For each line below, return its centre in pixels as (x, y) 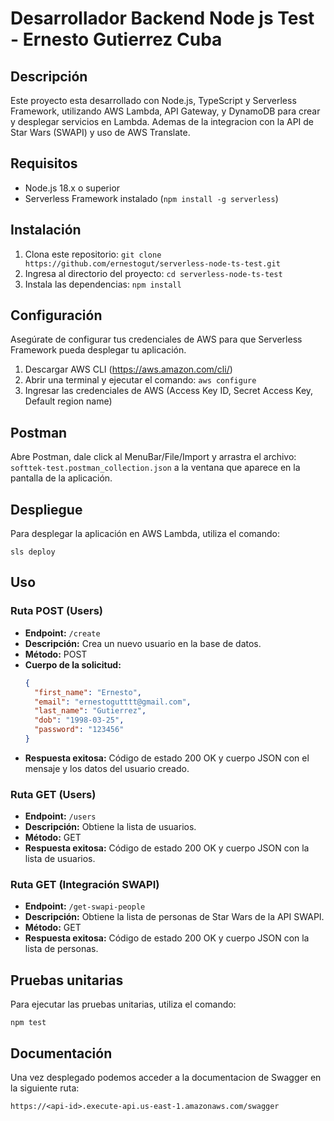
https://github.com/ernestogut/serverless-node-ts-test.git (152, 263)
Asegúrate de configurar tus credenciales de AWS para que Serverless (156, 339)
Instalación (46, 230)
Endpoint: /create (62, 633)
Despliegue (46, 509)
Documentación (61, 1053)
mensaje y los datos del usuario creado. (107, 768)
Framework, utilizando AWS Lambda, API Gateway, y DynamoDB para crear (165, 111)
